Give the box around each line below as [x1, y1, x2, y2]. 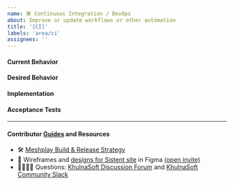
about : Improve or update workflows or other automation [7, 17, 176, 24]
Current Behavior [7, 57, 58, 66]
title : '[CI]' [7, 23, 49, 30]
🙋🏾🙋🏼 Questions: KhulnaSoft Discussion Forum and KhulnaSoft [17, 163, 198, 171]
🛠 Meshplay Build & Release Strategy [17, 145, 125, 154]
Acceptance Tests [7, 105, 61, 113]
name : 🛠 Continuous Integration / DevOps [7, 10, 131, 17]
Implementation [7, 89, 54, 97]
